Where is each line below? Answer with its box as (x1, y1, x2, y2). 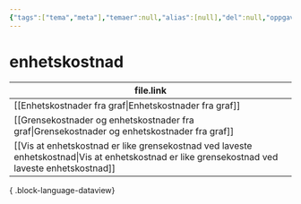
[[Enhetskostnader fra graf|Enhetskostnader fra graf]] (13, 99, 241, 112)
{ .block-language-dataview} (9, 184, 116, 195)
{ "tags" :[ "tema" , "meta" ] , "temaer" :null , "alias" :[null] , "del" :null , (9, 13, 267, 22)
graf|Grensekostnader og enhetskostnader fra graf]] (13, 124, 235, 137)
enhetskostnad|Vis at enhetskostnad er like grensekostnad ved (13, 150, 279, 163)
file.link (133, 84, 168, 97)
